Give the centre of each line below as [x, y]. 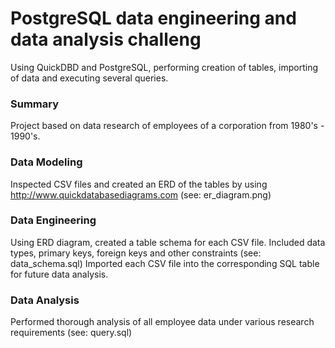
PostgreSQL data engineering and [153, 18]
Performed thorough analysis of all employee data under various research [162, 322]
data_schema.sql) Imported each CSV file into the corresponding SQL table [165, 263]
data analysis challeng [106, 39]
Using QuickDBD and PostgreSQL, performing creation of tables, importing [164, 67]
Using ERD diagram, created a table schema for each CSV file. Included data [168, 242]
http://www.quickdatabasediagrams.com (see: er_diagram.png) [141, 194]
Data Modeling [46, 162]
